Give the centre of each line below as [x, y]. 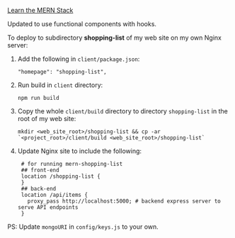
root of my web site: [47, 119]
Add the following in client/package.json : [79, 59]
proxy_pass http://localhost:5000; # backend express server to [124, 201]
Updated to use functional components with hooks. [82, 24]
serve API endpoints [48, 208]
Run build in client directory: [60, 85]
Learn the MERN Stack [40, 10]
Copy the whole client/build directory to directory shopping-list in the [122, 111]
